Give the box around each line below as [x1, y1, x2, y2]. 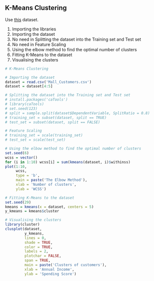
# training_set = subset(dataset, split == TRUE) [5, 115, 107, 120]
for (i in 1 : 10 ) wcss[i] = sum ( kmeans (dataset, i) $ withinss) [5, 160, 131, 164]
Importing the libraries [12, 26, 56, 32]
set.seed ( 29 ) [5, 200, 31, 205]
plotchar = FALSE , [24, 253, 62, 258]
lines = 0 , [24, 236, 47, 240]
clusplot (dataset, [5, 227, 42, 232]
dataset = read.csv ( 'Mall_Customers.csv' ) [5, 79, 92, 84]
